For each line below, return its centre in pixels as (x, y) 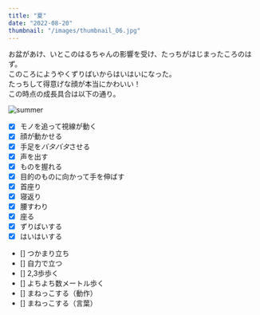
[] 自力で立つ (41, 263)
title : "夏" (28, 16)
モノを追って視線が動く (58, 126)
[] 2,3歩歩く (39, 274)
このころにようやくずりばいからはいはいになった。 (92, 74)
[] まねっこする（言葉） (58, 303)
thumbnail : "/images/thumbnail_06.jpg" (75, 30)
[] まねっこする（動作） (58, 293)
